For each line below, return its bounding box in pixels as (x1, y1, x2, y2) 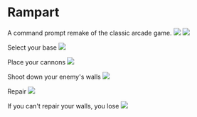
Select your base (7, 43, 57, 52)
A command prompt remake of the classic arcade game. (7, 28, 172, 37)
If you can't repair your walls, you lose (7, 101, 119, 110)
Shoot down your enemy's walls (7, 72, 101, 81)
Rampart (7, 4, 60, 21)
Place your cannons (7, 57, 66, 66)
